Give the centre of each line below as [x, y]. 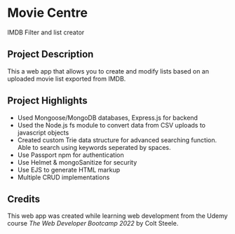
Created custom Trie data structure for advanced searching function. [117, 140]
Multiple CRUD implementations [63, 177]
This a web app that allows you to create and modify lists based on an [108, 71]
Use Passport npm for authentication [70, 155]
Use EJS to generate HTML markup [69, 170]
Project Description [51, 54]
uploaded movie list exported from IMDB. [67, 78]
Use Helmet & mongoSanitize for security [77, 162]
